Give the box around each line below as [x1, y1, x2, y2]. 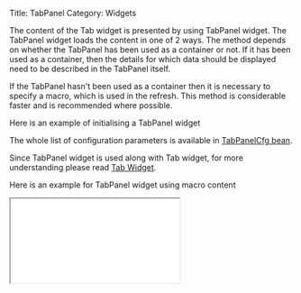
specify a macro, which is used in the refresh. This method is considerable [9, 90, 287, 101]
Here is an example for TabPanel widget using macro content [9, 179, 236, 190]
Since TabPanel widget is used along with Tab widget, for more [9, 152, 243, 163]
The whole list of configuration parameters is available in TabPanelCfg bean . [9, 135, 293, 145]
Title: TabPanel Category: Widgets [9, 8, 137, 18]
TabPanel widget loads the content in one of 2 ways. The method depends [9, 35, 287, 45]
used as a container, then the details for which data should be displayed [9, 54, 277, 64]
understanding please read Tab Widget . [9, 162, 157, 172]
